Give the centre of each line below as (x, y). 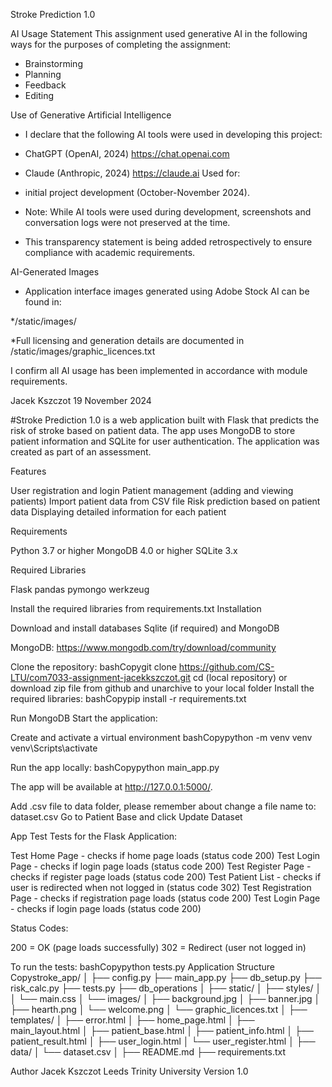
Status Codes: (39, 928)
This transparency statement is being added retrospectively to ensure (168, 242)
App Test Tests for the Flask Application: (94, 836)
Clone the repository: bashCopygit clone (93, 667)
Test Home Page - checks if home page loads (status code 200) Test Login (165, 855)
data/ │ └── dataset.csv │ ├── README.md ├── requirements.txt (148, 1052)
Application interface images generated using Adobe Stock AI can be (167, 291)
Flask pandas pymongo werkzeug (80, 589)
